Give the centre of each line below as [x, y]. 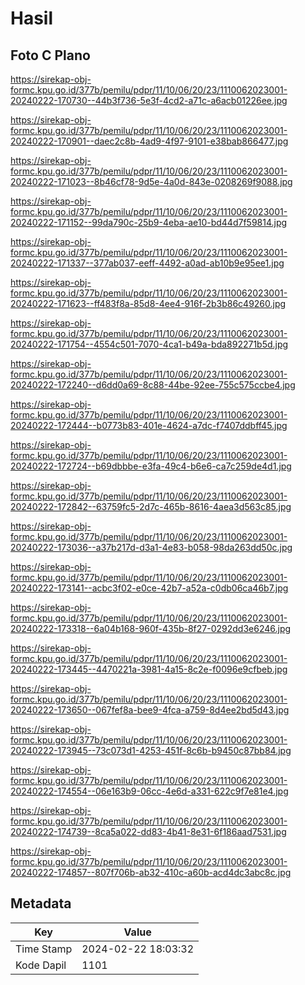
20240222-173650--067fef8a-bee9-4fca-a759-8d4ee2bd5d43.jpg [150, 710]
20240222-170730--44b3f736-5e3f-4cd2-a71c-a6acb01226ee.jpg [149, 100]
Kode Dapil [41, 965]
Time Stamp [44, 949]
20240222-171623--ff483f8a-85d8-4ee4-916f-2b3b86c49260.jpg [148, 303]
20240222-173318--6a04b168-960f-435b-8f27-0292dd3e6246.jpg [151, 628]
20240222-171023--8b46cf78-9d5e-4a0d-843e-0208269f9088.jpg [151, 181]
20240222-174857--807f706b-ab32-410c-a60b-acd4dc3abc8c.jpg [151, 872]
